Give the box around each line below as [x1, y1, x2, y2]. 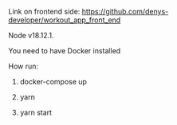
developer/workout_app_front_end [8, 15, 121, 25]
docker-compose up [19, 77, 88, 86]
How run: [8, 61, 38, 71]
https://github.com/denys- [81, 7, 169, 16]
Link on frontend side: [8, 7, 81, 16]
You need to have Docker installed [8, 46, 121, 55]
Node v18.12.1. [8, 31, 54, 40]
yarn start [19, 107, 53, 117]
